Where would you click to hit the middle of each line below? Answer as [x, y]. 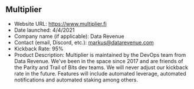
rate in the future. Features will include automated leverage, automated [100, 73]
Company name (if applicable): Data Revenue [69, 36]
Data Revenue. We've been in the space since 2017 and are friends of [98, 61]
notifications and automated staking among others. [76, 80]
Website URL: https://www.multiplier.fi [60, 23]
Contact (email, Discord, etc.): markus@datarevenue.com [84, 42]
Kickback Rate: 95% [39, 49]
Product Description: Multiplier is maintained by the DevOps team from [100, 54]
